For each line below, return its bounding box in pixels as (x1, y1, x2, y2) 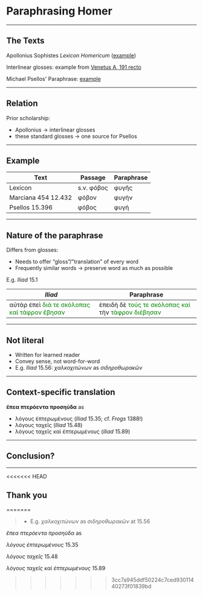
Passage (80, 173, 106, 182)
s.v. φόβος (77, 184, 109, 192)
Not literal (6, 335, 44, 346)
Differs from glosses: (6, 246, 59, 254)
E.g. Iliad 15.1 (6, 276, 38, 283)
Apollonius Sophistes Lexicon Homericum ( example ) (6, 51, 137, 59)
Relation (6, 98, 38, 109)
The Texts (6, 36, 45, 46)
